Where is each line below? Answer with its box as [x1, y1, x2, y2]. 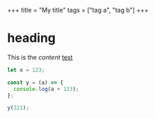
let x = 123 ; [7, 66, 45, 74]
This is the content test [7, 53, 73, 61]
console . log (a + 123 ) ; [13, 85, 79, 92]
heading [7, 31, 56, 46]
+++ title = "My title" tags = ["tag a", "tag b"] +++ [7, 6, 149, 14]
